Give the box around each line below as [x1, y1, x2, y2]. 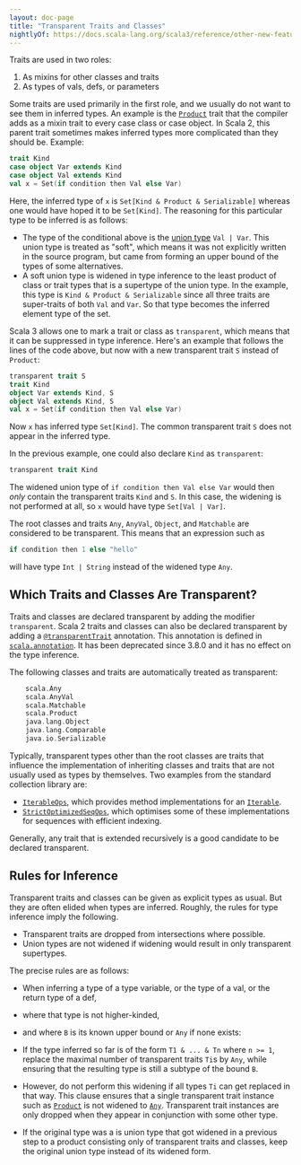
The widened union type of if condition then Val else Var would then [9, 482, 275, 493]
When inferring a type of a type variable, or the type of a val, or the [21, 982, 271, 993]
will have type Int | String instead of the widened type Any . [9, 562, 233, 572]
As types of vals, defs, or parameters [21, 82, 159, 92]
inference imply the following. [9, 911, 119, 922]
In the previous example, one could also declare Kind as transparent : [9, 448, 264, 459]
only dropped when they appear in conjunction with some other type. [21, 1109, 279, 1120]
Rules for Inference [9, 868, 118, 884]
